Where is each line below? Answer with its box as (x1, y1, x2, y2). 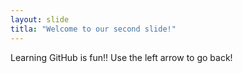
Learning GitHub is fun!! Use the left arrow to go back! (10, 51, 233, 63)
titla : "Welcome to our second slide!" (10, 24, 177, 34)
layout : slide (10, 14, 70, 25)
